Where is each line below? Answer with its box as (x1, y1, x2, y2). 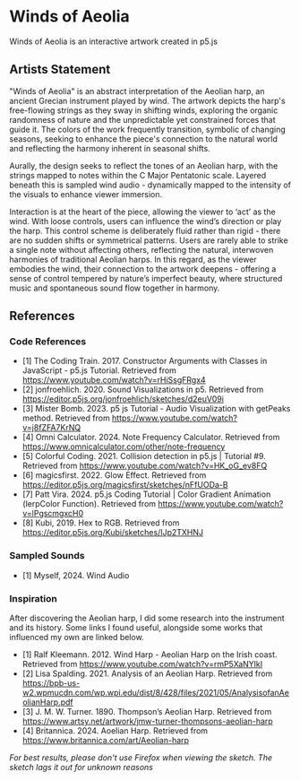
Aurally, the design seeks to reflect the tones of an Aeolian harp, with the (9, 160, 279, 171)
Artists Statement (9, 62, 111, 77)
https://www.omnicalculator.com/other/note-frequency (21, 441, 226, 452)
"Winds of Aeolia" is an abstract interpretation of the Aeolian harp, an (9, 85, 266, 96)
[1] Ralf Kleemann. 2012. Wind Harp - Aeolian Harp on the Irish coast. (21, 649, 278, 660)
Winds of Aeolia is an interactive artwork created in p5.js (9, 36, 218, 47)
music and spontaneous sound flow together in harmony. (9, 282, 220, 293)
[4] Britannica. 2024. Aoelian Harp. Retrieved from (21, 725, 209, 736)
